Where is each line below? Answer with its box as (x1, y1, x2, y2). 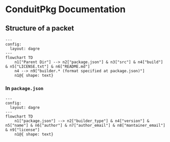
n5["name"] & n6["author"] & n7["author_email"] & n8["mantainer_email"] (5, 123, 166, 128)
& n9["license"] (5, 127, 40, 133)
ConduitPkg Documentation (5, 4, 126, 15)
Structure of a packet (5, 24, 74, 33)
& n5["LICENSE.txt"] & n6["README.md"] (5, 64, 90, 69)
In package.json (5, 84, 44, 92)
